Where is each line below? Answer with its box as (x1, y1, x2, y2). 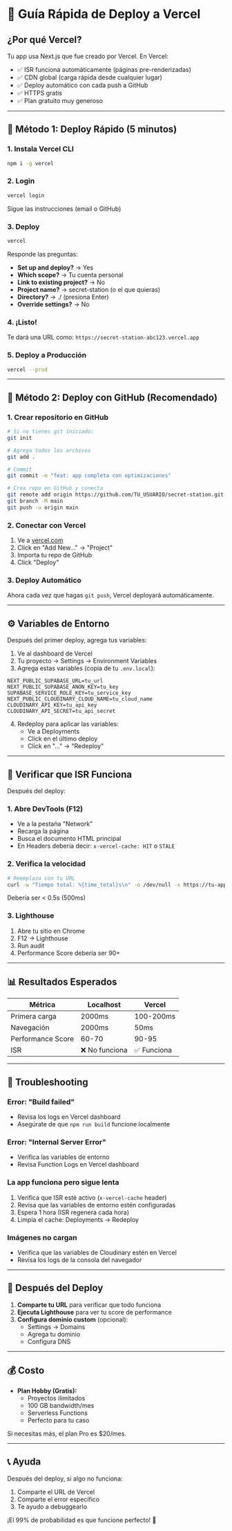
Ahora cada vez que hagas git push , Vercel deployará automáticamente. (7, 591, 214, 600)
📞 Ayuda (7, 1456, 41, 1468)
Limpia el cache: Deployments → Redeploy (17, 1215, 139, 1223)
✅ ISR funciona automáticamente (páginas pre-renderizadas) (17, 66, 192, 73)
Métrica (29, 1000, 56, 1010)
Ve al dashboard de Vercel (17, 649, 93, 658)
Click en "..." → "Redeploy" (27, 742, 104, 750)
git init (7, 434, 32, 441)
